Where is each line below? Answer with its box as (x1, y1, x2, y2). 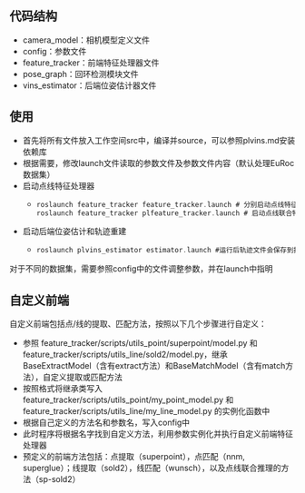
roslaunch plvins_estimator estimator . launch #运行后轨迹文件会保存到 (35, 246, 294, 255)
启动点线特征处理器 (22, 180, 95, 191)
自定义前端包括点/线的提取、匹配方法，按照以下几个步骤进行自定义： (9, 319, 268, 330)
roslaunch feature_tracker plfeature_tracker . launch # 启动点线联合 (35, 208, 293, 218)
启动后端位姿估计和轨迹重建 (22, 226, 127, 237)
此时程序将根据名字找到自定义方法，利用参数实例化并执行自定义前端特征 (22, 429, 293, 439)
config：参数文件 (22, 45, 87, 56)
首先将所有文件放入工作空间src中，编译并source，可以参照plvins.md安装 (22, 134, 296, 145)
